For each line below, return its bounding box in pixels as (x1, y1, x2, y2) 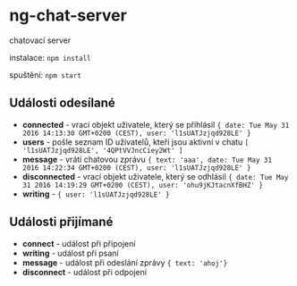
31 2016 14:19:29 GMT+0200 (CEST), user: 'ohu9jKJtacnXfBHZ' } (21, 181, 264, 189)
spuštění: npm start (9, 69, 82, 80)
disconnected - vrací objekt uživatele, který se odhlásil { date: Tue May (21, 171, 289, 181)
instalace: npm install (9, 52, 91, 63)
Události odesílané (9, 96, 116, 111)
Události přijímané (9, 214, 114, 230)
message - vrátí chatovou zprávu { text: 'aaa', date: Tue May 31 (21, 154, 273, 164)
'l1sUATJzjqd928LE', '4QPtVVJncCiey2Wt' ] (21, 146, 183, 155)
